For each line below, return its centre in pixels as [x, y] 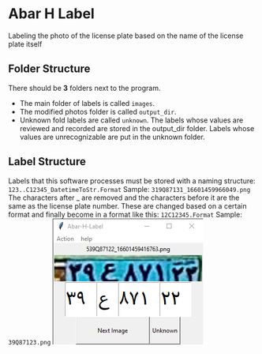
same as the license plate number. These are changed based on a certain [127, 205]
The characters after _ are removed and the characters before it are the [124, 198]
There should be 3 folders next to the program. [84, 88]
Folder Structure [49, 69]
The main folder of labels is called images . [87, 103]
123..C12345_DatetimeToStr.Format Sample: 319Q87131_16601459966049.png [129, 189]
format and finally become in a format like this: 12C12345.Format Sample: [125, 214]
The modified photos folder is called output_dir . [98, 111]
